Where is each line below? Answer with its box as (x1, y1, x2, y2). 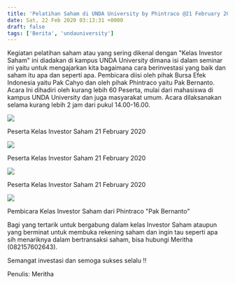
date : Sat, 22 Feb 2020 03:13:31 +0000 (7, 17, 124, 24)
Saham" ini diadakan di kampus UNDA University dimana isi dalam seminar (7, 57, 223, 65)
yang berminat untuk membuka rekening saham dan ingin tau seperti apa (7, 228, 218, 237)
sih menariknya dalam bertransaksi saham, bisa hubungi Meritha (7, 235, 194, 244)
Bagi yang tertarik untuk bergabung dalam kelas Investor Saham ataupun (7, 221, 218, 229)
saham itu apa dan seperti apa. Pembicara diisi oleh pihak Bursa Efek (7, 71, 206, 80)
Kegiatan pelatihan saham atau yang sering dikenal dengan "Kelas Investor (7, 49, 222, 57)
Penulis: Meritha (7, 270, 55, 278)
